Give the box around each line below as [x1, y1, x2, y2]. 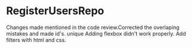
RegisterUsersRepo [6, 4, 105, 18]
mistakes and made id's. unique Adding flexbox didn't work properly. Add [6, 30, 186, 37]
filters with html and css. [6, 36, 67, 43]
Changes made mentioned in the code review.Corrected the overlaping [6, 24, 180, 31]
